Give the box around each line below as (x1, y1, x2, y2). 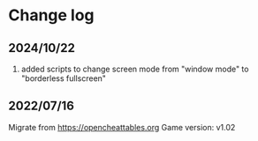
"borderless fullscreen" (20, 73, 107, 84)
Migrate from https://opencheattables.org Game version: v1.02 (8, 122, 236, 132)
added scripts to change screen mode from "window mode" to (20, 63, 249, 74)
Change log (8, 5, 95, 26)
